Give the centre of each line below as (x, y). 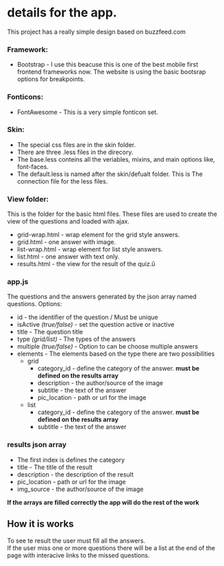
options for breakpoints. (51, 79)
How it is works (40, 524)
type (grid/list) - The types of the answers (76, 339)
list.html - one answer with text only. (68, 257)
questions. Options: (35, 304)
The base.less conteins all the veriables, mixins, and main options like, (116, 159)
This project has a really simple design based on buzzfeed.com (97, 32)
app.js (18, 282)
